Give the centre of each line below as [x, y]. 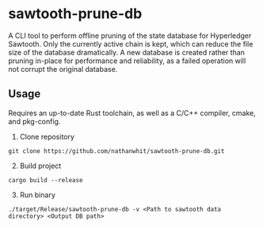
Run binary [37, 195]
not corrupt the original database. [63, 69]
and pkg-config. [34, 121]
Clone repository [47, 136]
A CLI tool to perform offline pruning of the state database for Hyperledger [130, 36]
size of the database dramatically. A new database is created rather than [127, 52]
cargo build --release [46, 180]
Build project [40, 166]
